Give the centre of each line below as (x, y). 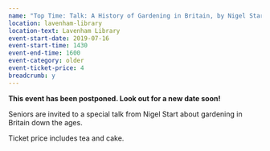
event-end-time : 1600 (45, 53)
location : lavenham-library (55, 23)
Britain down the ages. (45, 122)
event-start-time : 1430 (48, 46)
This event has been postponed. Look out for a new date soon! (115, 98)
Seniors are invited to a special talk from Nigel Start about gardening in (125, 114)
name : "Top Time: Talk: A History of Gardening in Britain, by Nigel (127, 16)
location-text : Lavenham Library (64, 31)
